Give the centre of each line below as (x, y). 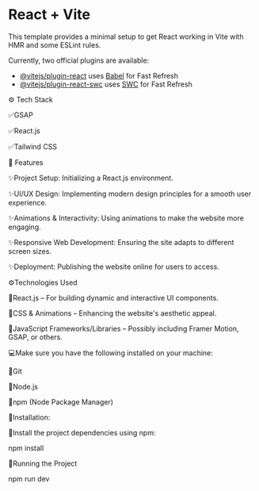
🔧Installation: (29, 417)
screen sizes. (30, 251)
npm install (26, 448)
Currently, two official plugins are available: (79, 60)
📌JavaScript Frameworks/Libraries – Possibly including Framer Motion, (124, 328)
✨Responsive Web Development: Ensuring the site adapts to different (121, 242)
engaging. (25, 227)
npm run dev (29, 478)
